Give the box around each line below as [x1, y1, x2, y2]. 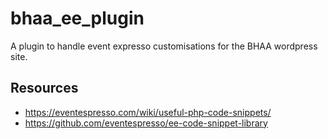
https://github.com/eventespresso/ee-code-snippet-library [24, 117, 268, 129]
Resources [10, 80, 79, 97]
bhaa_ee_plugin [10, 7, 145, 30]
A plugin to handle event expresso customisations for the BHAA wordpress [10, 40, 318, 52]
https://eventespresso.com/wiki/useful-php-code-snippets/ [24, 106, 272, 118]
